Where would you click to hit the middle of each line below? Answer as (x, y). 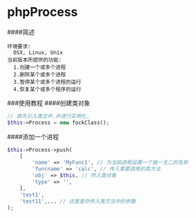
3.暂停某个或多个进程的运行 (47, 82)
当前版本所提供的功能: (35, 60)
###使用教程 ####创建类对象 (49, 103)
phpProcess (42, 12)
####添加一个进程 (33, 136)
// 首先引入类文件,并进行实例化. (48, 116)
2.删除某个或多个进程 (40, 74)
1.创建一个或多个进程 (40, 67)
